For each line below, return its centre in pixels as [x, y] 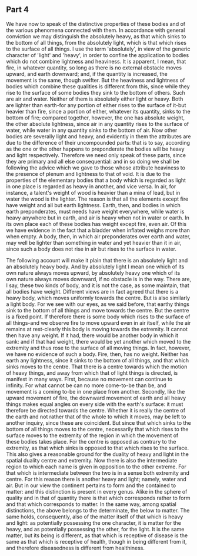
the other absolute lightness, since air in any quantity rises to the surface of [98, 124]
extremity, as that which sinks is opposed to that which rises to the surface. [98, 448]
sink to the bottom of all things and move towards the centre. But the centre [98, 310]
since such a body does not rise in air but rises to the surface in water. [91, 249]
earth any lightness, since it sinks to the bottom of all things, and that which [98, 360]
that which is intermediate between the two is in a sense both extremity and [98, 472]
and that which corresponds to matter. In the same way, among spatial [91, 504]
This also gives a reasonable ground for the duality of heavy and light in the [98, 454]
